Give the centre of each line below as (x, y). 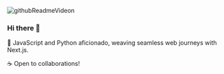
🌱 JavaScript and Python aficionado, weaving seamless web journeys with (112, 43)
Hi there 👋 (24, 28)
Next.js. (18, 50)
